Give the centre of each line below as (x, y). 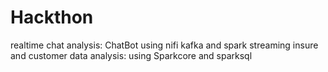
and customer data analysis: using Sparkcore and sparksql (131, 55)
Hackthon (52, 17)
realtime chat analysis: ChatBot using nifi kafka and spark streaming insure (164, 45)
